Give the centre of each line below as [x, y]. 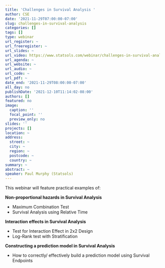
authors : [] [17, 96]
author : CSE [17, 14]
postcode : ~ [22, 156]
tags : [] [14, 32]
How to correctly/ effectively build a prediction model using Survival [81, 255]
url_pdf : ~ [16, 78]
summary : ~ [16, 165]
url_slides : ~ [20, 51]
